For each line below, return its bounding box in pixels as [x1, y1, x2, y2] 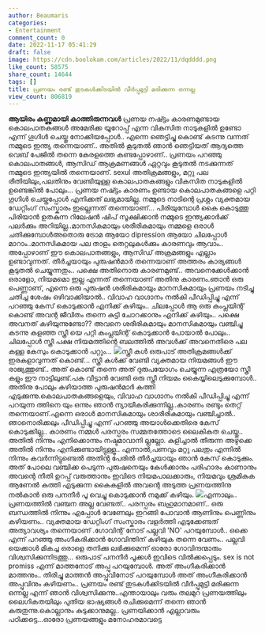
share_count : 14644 [8, 70, 73, 78]
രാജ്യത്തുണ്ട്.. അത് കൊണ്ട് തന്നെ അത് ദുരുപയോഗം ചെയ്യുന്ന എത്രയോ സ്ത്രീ [8, 365, 251, 374]
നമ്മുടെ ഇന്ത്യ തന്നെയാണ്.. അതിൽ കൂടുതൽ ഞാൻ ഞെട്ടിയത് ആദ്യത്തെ [8, 141, 244, 150]
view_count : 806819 [8, 93, 73, 100]
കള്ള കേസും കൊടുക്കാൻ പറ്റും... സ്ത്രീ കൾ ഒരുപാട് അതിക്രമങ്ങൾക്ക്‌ [8, 347, 233, 356]
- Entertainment [8, 26, 62, 34]
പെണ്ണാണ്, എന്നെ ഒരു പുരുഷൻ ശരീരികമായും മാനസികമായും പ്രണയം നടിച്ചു [8, 283, 255, 293]
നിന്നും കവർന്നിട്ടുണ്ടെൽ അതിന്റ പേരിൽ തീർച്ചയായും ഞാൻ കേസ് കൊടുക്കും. [8, 453, 254, 463]
